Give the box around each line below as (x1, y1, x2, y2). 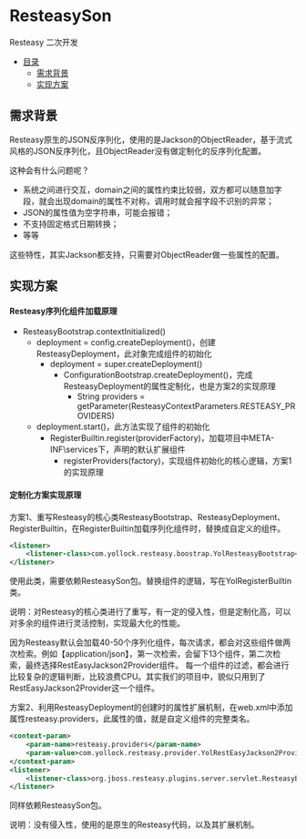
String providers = (76, 391, 146, 402)
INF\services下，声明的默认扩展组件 (49, 444, 186, 455)
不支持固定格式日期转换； (22, 218, 119, 229)
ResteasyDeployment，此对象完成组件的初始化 (36, 348, 212, 360)
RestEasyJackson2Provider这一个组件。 (9, 682, 160, 693)
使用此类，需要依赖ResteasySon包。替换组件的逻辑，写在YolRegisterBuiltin (9, 576, 292, 587)
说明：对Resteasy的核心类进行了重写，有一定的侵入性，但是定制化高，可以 (9, 607, 291, 618)
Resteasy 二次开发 (9, 36, 79, 47)
